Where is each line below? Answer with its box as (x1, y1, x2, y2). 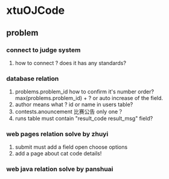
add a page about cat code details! (14, 150, 102, 157)
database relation (6, 74, 59, 83)
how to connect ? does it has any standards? (14, 59, 127, 66)
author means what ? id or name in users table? (14, 101, 133, 108)
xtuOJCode (6, 4, 65, 17)
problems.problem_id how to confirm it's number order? (14, 88, 155, 95)
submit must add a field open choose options (14, 143, 128, 151)
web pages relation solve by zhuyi (6, 130, 109, 139)
